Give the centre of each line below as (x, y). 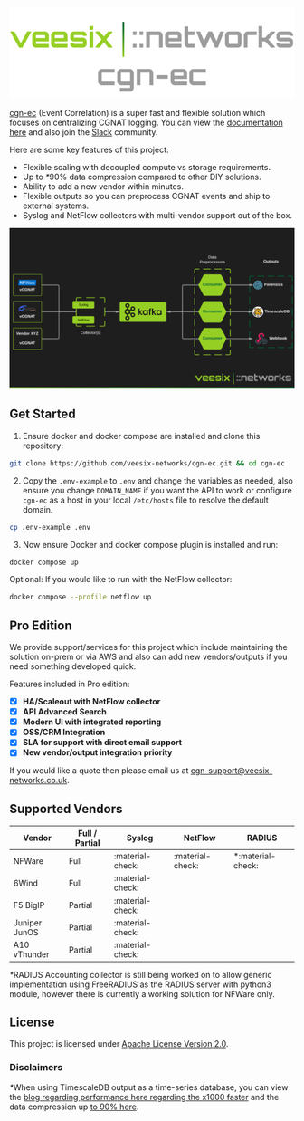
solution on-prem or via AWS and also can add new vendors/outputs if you (148, 657)
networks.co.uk (38, 781)
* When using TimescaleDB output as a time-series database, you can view (149, 1087)
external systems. (56, 206)
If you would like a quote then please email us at (99, 771)
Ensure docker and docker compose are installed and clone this (141, 436)
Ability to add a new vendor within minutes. (103, 187)
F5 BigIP (29, 905)
